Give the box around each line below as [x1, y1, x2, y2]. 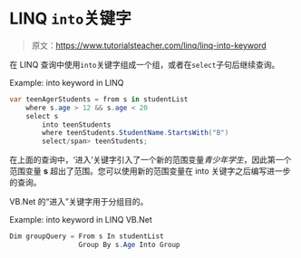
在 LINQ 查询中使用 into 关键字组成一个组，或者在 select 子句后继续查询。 [9, 59, 280, 70]
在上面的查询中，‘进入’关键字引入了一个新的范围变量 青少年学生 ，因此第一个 [9, 155, 292, 166]
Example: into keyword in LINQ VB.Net [9, 215, 152, 225]
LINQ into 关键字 [9, 8, 131, 29]
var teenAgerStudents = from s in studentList [9, 94, 189, 104]
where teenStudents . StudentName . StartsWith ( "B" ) [42, 129, 229, 138]
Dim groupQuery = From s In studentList [9, 232, 165, 241]
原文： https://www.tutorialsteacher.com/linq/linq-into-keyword [31, 40, 267, 51]
